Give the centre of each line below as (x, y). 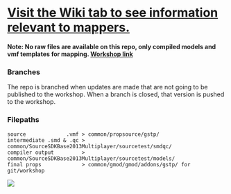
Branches (24, 72)
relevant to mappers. (69, 27)
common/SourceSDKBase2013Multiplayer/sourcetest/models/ (91, 158)
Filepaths (23, 120)
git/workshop (26, 170)
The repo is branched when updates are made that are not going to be (108, 87)
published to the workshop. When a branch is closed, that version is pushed (116, 94)
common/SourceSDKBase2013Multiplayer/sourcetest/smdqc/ (89, 146)
